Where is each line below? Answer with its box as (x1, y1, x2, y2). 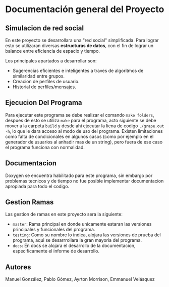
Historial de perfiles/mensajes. (12, 84, 77, 90)
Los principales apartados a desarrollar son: (5, 58, 97, 64)
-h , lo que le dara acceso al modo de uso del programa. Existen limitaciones (5, 128, 163, 134)
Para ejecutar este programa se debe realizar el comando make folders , (5, 112, 155, 118)
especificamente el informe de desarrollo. (12, 248, 100, 254)
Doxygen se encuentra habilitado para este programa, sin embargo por (5, 172, 153, 178)
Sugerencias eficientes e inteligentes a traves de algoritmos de (12, 67, 144, 74)
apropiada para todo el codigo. (5, 183, 70, 189)
